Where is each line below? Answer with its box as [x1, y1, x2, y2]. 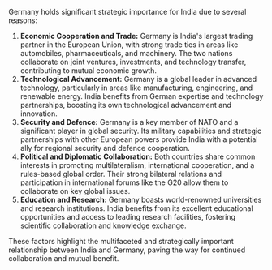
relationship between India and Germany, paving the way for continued [8, 245, 246, 255]
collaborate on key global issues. [19, 186, 131, 195]
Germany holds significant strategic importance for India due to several [8, 7, 247, 16]
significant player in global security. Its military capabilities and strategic [19, 126, 262, 135]
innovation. [19, 109, 58, 118]
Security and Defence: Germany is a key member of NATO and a [19, 118, 239, 126]
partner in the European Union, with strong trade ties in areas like [19, 40, 239, 49]
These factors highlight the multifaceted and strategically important [8, 237, 234, 246]
